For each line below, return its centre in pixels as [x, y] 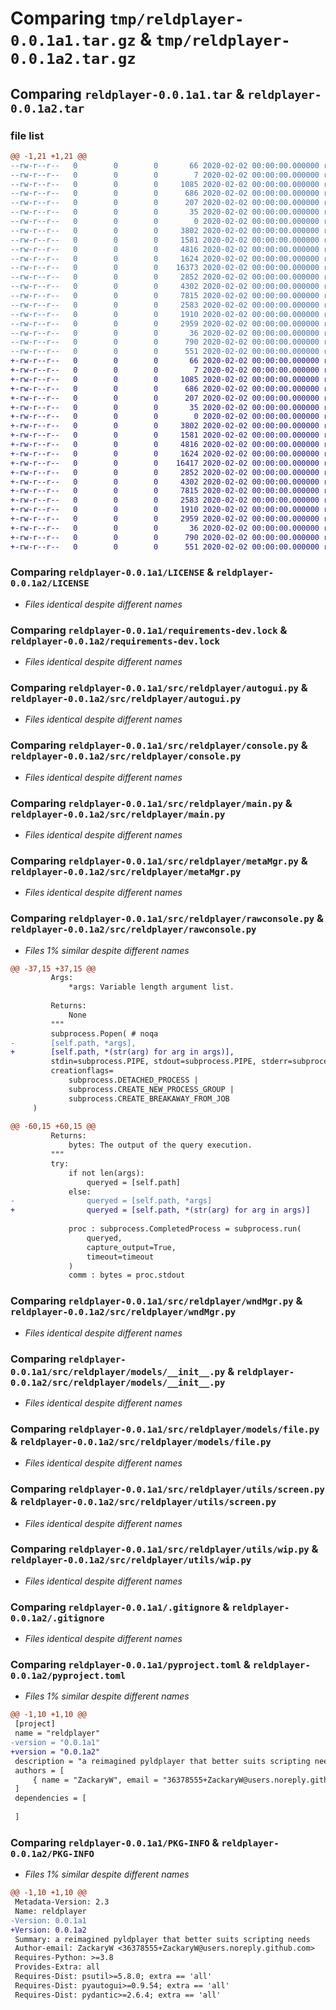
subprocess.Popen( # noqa [104, 1033]
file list [27, 135]
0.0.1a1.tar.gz [73, 41]
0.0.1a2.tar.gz [73, 59]
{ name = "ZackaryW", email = [95, 1780]
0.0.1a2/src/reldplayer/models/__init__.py [118, 1382]
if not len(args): [106, 1173]
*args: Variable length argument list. [151, 987]
